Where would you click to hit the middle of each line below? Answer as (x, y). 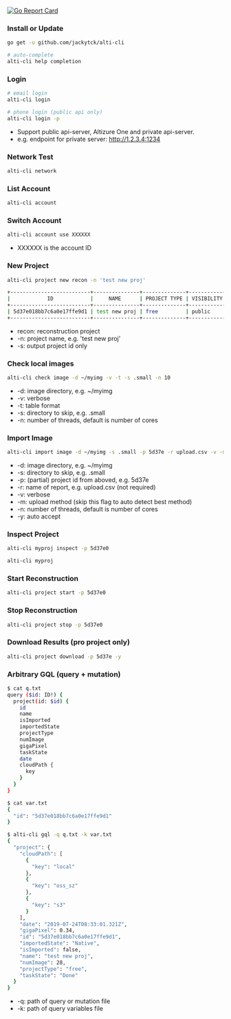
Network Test (30, 157)
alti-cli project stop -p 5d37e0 (55, 625)
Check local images (41, 363)
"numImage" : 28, (43, 963)
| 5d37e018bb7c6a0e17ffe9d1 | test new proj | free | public (109, 312)
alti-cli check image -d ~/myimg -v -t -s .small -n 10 (89, 378)
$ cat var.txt (27, 803)
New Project (28, 266)
